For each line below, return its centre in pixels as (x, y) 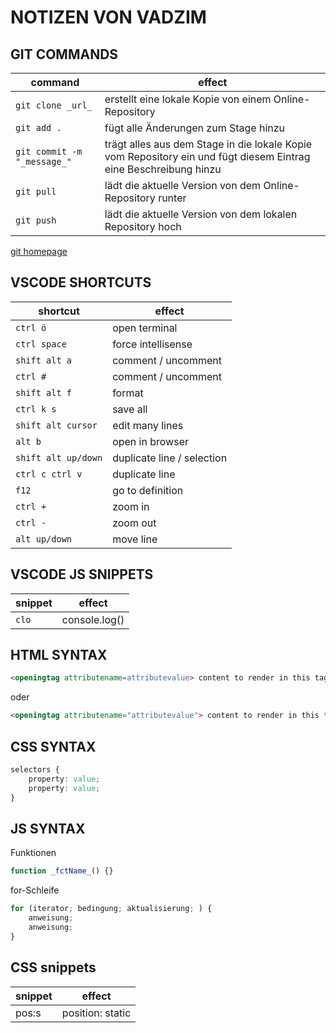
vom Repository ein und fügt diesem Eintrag (207, 156)
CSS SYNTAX (53, 746)
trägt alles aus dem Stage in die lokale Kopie (208, 144)
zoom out (134, 523)
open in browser (150, 441)
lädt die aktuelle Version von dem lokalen (201, 214)
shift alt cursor (56, 425)
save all (130, 409)
